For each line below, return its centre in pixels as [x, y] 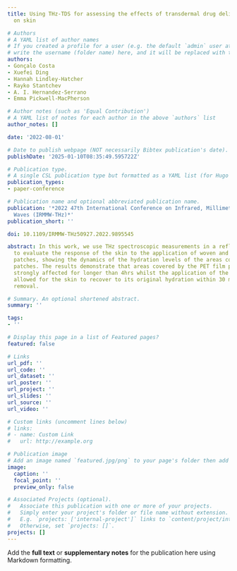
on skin [25, 20]
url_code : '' [26, 370]
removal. [26, 286]
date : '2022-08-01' [36, 137]
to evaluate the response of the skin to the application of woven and [121, 253]
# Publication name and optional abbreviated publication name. [104, 202]
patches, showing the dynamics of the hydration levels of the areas [118, 260]
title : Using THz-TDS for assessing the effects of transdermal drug [112, 14]
